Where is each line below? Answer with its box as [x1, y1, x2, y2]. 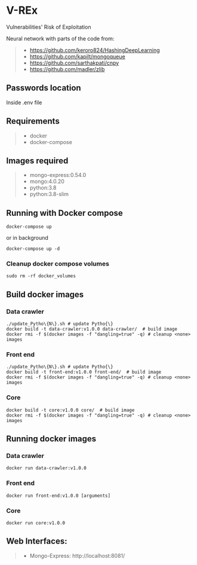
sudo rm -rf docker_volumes [6, 273, 76, 279]
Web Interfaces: [6, 536, 67, 546]
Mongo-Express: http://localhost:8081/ [29, 552, 125, 559]
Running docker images [6, 434, 97, 444]
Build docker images [6, 289, 84, 300]
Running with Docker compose [6, 207, 124, 218]
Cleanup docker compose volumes [6, 259, 109, 268]
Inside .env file [6, 99, 42, 106]
